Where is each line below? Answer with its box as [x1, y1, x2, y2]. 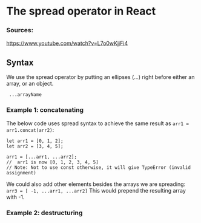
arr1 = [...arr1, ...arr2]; [6, 154, 77, 160]
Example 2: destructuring [6, 208, 83, 217]
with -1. [6, 193, 25, 201]
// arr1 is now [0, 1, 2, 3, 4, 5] [6, 159, 99, 165]
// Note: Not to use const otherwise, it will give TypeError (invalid [6, 164, 191, 171]
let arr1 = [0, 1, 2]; [6, 138, 64, 144]
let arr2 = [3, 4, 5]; [6, 143, 64, 149]
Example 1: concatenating [6, 106, 84, 114]
